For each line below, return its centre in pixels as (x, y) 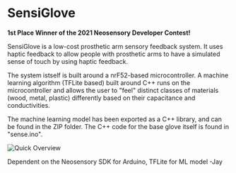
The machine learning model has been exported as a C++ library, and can (115, 119)
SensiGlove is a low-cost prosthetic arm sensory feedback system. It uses (115, 46)
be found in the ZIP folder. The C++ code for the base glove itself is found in (118, 126)
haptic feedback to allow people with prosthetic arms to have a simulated (114, 54)
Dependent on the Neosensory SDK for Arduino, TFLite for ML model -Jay (115, 162)
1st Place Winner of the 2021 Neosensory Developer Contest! (99, 33)
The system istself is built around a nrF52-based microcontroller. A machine (118, 75)
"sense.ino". (25, 134)
